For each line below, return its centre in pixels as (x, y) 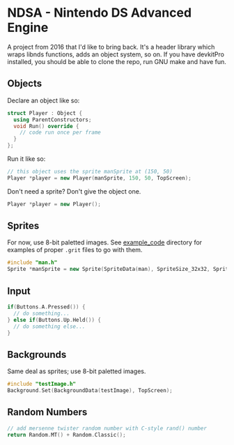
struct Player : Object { (45, 113)
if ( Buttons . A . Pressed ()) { (46, 307)
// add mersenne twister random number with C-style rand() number (107, 428)
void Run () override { (46, 126)
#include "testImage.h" (42, 384)
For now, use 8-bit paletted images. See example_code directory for (105, 242)
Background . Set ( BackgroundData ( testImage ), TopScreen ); (90, 391)
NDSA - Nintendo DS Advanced (100, 13)
